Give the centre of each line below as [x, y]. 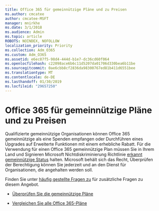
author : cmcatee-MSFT [27, 18]
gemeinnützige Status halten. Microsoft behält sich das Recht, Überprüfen [79, 160]
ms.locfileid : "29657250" [31, 86]
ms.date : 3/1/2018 [24, 28]
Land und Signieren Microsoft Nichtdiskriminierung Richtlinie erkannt [74, 154]
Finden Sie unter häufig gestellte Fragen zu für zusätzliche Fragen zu [74, 179]
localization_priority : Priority [39, 46]
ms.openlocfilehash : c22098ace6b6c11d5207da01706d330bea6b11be [70, 64]
